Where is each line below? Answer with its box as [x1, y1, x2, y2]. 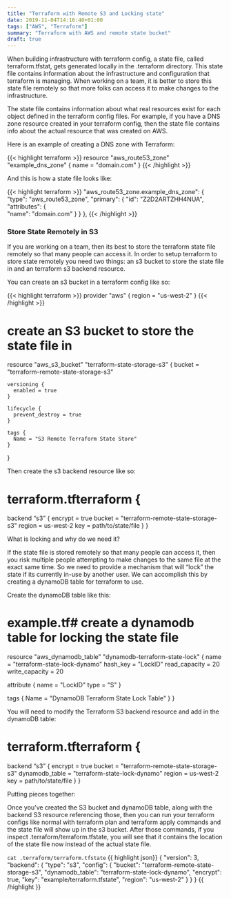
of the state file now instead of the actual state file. [7, 840, 152, 848]
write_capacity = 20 [7, 667, 64, 676]
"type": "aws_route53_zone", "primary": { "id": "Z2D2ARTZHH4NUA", [7, 195, 204, 204]
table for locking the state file [7, 630, 179, 646]
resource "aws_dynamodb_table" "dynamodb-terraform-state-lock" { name [7, 653, 222, 661]
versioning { [7, 381, 45, 388]
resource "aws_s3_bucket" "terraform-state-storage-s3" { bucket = [7, 361, 200, 369]
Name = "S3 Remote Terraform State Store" [13, 436, 137, 443]
